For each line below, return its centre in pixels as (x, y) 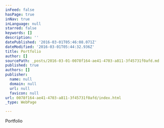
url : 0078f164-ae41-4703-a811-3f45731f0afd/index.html (63, 98)
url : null (20, 88)
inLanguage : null (23, 24)
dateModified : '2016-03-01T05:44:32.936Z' (50, 47)
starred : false (21, 28)
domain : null (23, 84)
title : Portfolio (23, 51)
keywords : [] (19, 33)
